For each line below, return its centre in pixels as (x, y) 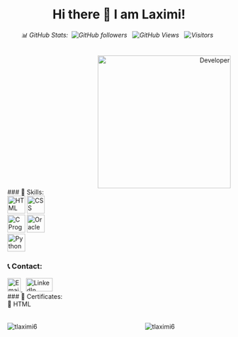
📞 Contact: (25, 266)
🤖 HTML (19, 304)
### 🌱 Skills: (25, 192)
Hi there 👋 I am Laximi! (119, 15)
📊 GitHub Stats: (45, 35)
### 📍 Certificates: (35, 296)
